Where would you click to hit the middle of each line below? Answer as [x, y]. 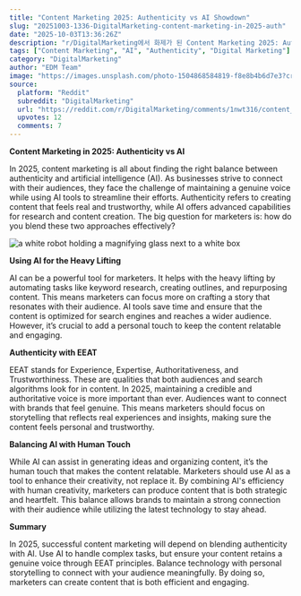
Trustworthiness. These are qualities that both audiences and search [136, 379]
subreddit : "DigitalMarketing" [76, 101]
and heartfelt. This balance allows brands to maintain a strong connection [145, 500]
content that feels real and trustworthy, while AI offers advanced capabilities [150, 207]
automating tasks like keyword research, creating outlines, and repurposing [148, 287]
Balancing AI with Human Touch [70, 444]
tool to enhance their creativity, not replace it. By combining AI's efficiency [147, 481]
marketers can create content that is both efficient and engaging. [129, 582]
